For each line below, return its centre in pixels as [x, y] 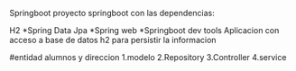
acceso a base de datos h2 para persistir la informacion [113, 40]
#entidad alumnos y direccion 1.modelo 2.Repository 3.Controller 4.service [148, 57]
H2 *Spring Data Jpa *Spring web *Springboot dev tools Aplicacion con [144, 30]
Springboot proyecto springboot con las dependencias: [112, 13]
